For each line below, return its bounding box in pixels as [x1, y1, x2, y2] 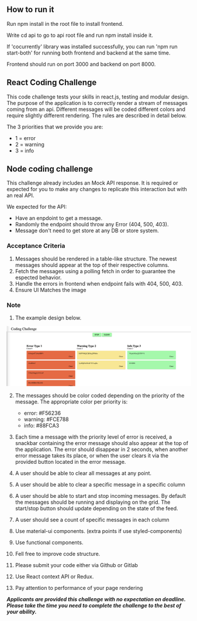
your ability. [6, 608, 37, 615]
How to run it [6, 5, 54, 15]
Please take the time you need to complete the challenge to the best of [6, 602, 182, 609]
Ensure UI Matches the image [15, 286, 87, 293]
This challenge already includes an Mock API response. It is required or [6, 179, 178, 186]
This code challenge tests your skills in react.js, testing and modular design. [6, 93, 189, 100]
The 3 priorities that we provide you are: [6, 123, 103, 130]
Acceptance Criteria [6, 242, 65, 250]
